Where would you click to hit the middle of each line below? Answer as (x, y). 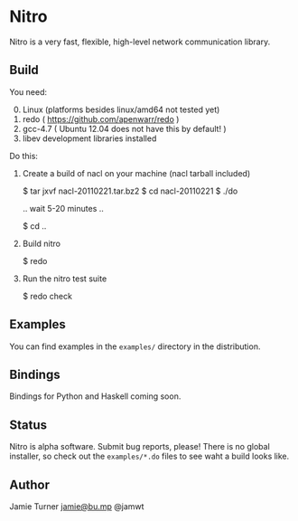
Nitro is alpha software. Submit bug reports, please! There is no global (140, 447)
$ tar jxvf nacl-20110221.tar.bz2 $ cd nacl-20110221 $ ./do (130, 191)
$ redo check (47, 296)
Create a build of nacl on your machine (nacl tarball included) (136, 173)
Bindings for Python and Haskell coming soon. (95, 396)
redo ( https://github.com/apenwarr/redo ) (101, 118)
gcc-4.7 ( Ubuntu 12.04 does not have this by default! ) (125, 128)
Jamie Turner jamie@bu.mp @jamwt (77, 507)
